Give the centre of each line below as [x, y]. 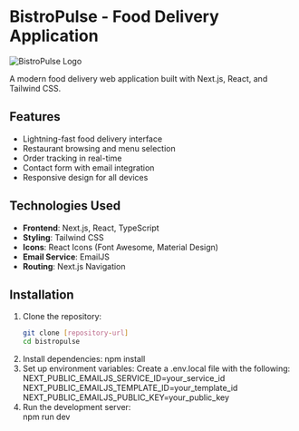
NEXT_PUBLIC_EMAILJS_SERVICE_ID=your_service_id [124, 378]
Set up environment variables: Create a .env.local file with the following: [156, 368]
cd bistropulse [51, 342]
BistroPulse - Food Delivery [114, 17]
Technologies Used [65, 206]
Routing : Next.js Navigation [74, 266]
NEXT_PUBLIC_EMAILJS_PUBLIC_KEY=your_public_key [125, 397]
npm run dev [46, 417]
